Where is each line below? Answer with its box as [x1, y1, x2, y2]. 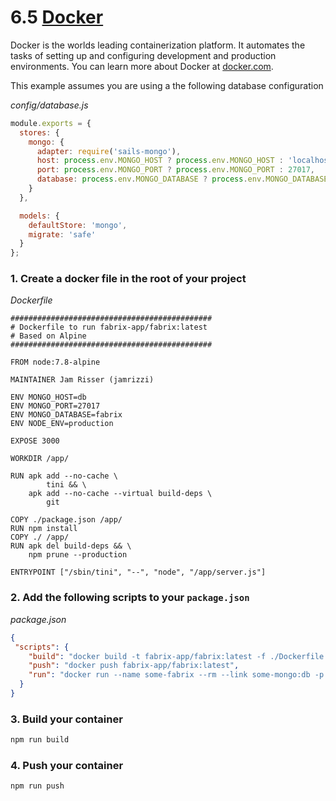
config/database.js [10, 99, 89, 111]
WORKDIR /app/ [10, 454, 70, 464]
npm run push [10, 781, 65, 791]
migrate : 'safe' [28, 229, 97, 240]
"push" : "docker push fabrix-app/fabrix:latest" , [28, 661, 240, 671]
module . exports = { [10, 118, 92, 128]
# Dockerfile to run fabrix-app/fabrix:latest [10, 322, 208, 333]
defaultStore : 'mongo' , [28, 220, 128, 230]
